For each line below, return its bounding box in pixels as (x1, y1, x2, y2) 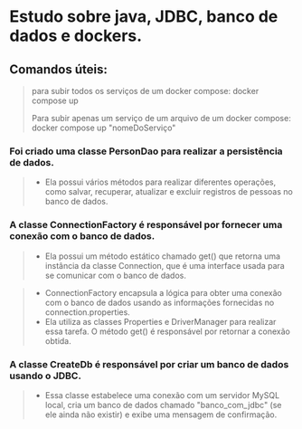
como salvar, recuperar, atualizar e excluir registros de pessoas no (44, 186, 294, 197)
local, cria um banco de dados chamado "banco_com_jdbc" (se (44, 399, 282, 410)
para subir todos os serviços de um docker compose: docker (31, 86, 260, 96)
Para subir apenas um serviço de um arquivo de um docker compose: (31, 113, 291, 123)
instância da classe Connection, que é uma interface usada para (44, 260, 285, 271)
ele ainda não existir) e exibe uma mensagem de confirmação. (44, 409, 278, 420)
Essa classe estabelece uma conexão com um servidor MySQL (44, 389, 280, 400)
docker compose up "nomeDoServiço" (31, 122, 176, 133)
